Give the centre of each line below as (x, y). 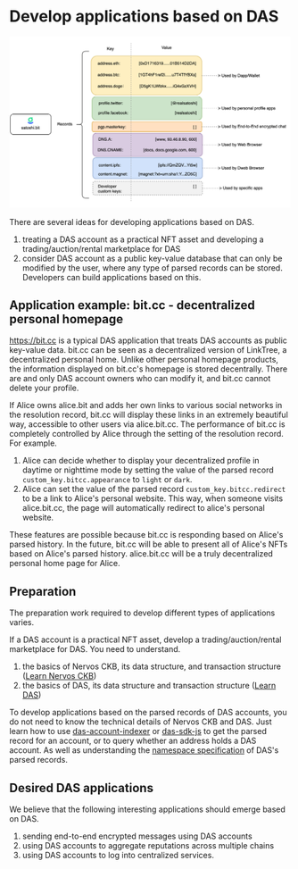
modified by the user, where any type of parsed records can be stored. (152, 267)
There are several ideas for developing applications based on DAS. (132, 221)
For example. (33, 443)
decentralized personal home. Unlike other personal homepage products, (144, 360)
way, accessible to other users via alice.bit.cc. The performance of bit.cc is (147, 424)
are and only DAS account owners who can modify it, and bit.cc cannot (140, 379)
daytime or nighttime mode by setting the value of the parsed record (148, 470)
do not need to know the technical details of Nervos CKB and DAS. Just (141, 722)
